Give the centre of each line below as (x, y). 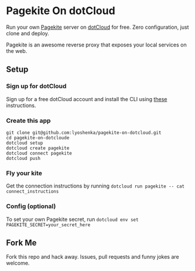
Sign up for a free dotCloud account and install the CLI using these (87, 99)
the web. (17, 51)
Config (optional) (31, 206)
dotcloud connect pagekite (39, 153)
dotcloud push (23, 158)
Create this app (28, 121)
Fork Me (21, 242)
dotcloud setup (25, 143)
